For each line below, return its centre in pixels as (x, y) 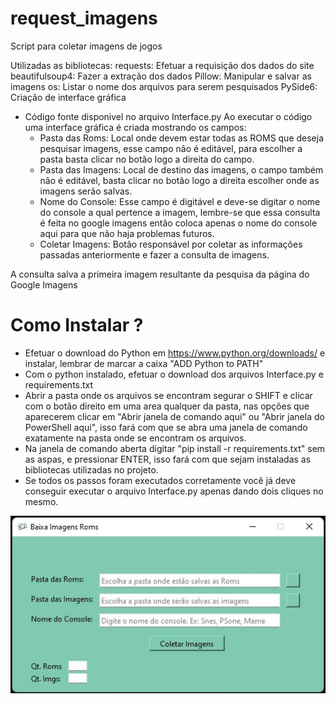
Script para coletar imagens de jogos (86, 46)
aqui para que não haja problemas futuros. (127, 233)
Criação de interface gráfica (68, 97)
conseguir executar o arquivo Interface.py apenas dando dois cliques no (174, 491)
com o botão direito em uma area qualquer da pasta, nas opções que (167, 406)
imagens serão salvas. (86, 191)
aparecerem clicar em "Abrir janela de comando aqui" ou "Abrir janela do (174, 416)
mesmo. (41, 501)
